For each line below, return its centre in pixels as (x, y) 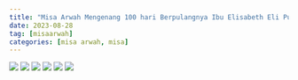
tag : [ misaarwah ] (41, 33)
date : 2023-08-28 (41, 25)
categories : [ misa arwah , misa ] (69, 42)
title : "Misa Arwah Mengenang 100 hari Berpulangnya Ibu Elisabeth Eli (144, 17)
